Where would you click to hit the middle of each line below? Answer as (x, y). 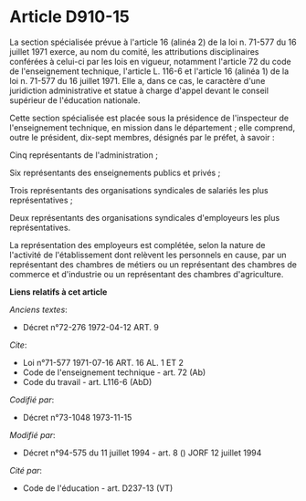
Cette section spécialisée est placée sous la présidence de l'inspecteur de (149, 118)
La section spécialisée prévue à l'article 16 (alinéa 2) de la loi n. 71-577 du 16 (153, 42)
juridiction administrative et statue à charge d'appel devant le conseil (139, 90)
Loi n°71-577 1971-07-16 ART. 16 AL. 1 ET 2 (103, 362)
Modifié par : (33, 434)
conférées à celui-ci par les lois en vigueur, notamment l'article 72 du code (150, 61)
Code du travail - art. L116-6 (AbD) (87, 381)
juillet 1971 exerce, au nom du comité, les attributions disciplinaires (134, 51)
